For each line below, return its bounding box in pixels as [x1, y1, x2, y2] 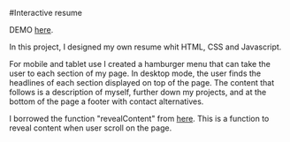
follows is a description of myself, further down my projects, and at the [9, 87, 267, 97]
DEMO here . [9, 25, 54, 34]
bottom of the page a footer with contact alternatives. [9, 96, 204, 107]
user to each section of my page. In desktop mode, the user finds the [9, 68, 262, 78]
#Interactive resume [9, 8, 82, 18]
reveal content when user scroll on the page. [9, 123, 172, 133]
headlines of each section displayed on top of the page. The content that [9, 78, 275, 87]
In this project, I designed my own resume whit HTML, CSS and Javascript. [9, 41, 282, 52]
